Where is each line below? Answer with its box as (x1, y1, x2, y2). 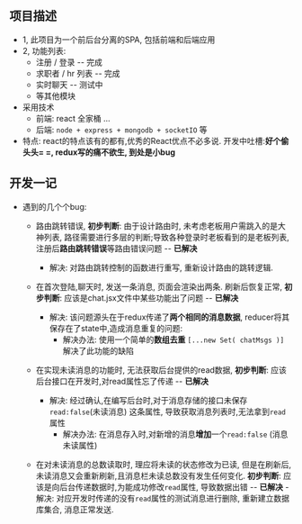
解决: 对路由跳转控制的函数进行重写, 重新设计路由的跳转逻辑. (49, 262, 274, 273)
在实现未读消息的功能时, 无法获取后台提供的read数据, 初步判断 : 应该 (35, 364, 288, 375)
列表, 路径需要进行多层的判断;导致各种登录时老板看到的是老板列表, (43, 231, 289, 242)
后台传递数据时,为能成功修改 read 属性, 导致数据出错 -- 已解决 (59, 481, 284, 492)
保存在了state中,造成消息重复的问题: (49, 322, 182, 333)
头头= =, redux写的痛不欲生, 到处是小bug (22, 147, 175, 158)
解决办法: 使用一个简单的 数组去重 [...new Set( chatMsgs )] (62, 334, 285, 345)
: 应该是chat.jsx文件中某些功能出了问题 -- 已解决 (59, 292, 239, 303)
